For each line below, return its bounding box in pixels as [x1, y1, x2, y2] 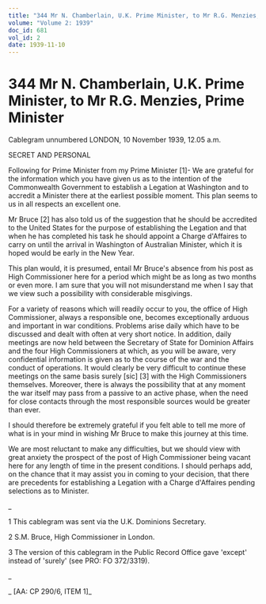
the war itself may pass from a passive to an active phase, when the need [8, 389, 249, 398]
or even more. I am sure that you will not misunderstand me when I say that [8, 280, 253, 290]
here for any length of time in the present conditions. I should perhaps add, [8, 461, 253, 471]
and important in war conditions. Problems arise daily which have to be [8, 321, 240, 331]
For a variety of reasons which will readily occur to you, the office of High [8, 304, 248, 313]
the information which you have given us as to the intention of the [8, 174, 222, 184]
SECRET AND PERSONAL [8, 150, 91, 160]
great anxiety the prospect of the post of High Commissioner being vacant [8, 453, 251, 462]
